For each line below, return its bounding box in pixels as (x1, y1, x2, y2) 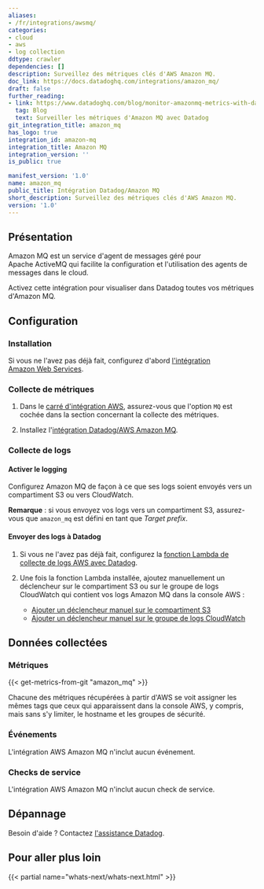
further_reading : (8, 92, 65, 100)
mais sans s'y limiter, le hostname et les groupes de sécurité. (8, 710, 206, 719)
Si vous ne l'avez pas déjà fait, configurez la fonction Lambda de (19, 549, 229, 559)
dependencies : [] (8, 63, 65, 71)
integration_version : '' (8, 150, 90, 158)
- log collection (8, 48, 65, 56)
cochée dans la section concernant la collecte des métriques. (19, 410, 219, 419)
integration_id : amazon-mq (8, 135, 97, 144)
